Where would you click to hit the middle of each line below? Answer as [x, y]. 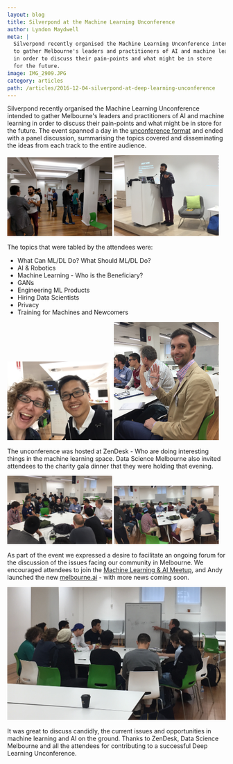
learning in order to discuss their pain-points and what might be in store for [114, 123]
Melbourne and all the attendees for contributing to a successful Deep [107, 746]
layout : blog [26, 15]
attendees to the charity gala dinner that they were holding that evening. [110, 466]
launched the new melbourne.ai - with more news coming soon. [98, 578]
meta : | [18, 37]
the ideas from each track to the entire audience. [77, 145]
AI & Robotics [36, 268]
